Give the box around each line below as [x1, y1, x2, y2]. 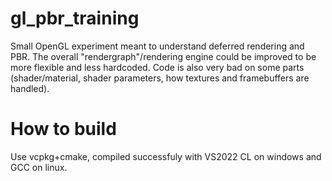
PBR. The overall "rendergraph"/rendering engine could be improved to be [10, 50, 317, 62]
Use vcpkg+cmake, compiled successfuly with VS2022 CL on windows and [10, 150, 322, 162]
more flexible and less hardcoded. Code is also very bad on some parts [10, 61, 305, 73]
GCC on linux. [10, 161, 68, 173]
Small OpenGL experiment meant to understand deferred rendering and [10, 40, 305, 52]
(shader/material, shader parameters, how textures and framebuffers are [10, 72, 310, 84]
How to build [10, 118, 117, 141]
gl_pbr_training [10, 7, 140, 30]
